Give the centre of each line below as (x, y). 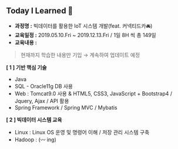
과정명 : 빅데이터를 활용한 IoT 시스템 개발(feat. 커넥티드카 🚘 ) (83, 26)
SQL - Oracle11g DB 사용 (44, 86)
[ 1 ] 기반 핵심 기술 (26, 67)
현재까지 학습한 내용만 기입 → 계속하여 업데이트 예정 (80, 55)
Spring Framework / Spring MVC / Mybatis (66, 107)
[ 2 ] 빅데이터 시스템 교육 (34, 120)
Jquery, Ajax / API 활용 (42, 101)
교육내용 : (26, 42)
